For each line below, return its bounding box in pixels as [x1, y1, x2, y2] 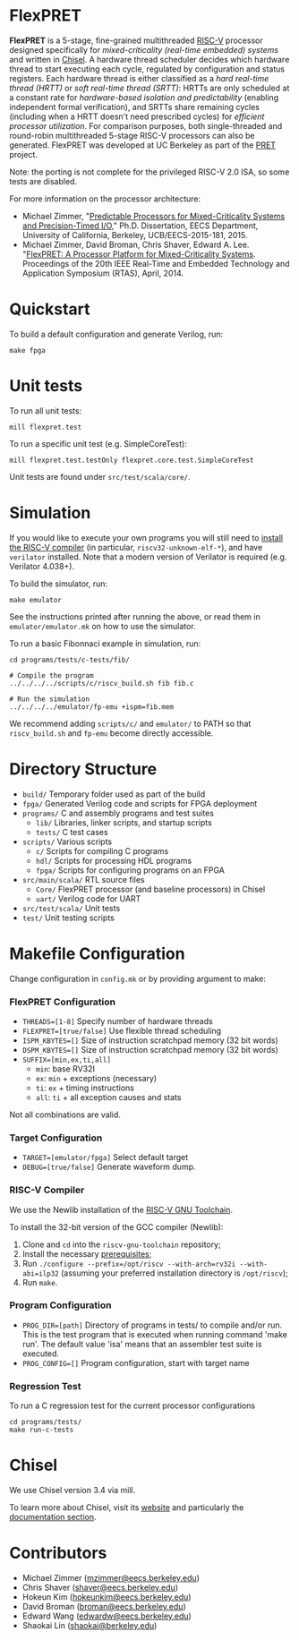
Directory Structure [9, 758, 158, 779]
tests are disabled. [9, 175, 78, 186]
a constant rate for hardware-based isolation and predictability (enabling [9, 91, 279, 103]
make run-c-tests [9, 1425, 74, 1435]
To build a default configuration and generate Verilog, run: [9, 329, 224, 339]
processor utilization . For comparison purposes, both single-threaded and [9, 120, 283, 131]
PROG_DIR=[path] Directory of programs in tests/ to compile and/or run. [21, 1320, 283, 1330]
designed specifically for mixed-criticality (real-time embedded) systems [9, 44, 279, 55]
